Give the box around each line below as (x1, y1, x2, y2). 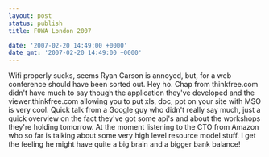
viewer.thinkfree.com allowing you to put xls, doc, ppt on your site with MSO (8, 97, 262, 106)
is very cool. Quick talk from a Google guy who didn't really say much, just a (8, 105, 261, 115)
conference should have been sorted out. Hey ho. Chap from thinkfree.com (8, 80, 259, 89)
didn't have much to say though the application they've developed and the (8, 88, 255, 97)
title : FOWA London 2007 (8, 27, 92, 35)
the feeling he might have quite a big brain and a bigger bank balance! (8, 139, 241, 149)
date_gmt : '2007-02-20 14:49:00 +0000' (8, 49, 143, 57)
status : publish (8, 19, 63, 27)
